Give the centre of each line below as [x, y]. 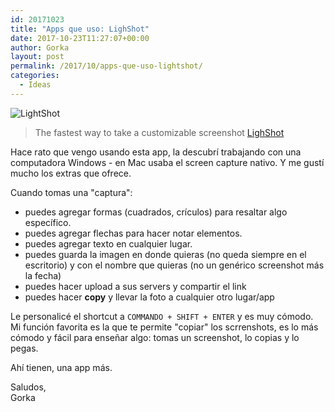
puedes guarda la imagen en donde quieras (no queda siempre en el [165, 254]
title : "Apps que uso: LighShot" [80, 29]
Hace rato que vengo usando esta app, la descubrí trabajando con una [156, 152]
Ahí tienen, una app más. [61, 367]
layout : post [37, 57]
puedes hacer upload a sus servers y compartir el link [135, 286]
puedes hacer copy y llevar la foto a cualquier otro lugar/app [149, 297]
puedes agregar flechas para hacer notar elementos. [133, 233]
